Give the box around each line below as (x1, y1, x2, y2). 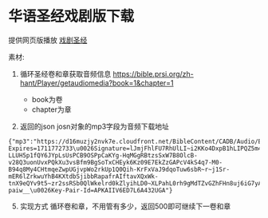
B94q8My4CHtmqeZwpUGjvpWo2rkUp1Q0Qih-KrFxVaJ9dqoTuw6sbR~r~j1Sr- (8, 165, 230, 173)
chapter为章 (31, 105, 72, 114)
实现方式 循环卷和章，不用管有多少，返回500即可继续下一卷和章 (19, 201, 231, 211)
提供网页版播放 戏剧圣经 (8, 35, 88, 45)
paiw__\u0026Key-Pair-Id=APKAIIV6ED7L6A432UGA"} (8, 186, 173, 194)
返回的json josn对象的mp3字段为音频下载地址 (19, 121, 170, 131)
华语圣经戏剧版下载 (8, 7, 135, 26)
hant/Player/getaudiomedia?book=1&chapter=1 (19, 77, 174, 88)
